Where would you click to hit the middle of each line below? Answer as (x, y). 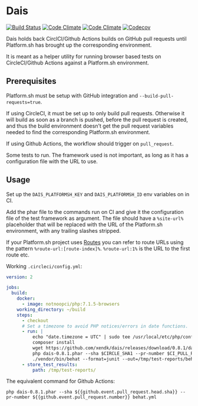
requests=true (24, 102)
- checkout (35, 320)
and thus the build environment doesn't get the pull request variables (90, 126)
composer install (54, 343)
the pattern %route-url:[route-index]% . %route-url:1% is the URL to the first (98, 248)
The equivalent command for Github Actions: (60, 381)
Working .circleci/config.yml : (44, 266)
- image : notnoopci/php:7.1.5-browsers (70, 304)
